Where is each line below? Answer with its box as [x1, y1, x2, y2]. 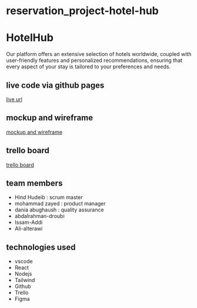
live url [6, 95, 22, 102]
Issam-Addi [14, 219, 43, 226]
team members [6, 178, 63, 188]
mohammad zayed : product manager [14, 200, 106, 207]
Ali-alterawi [14, 225, 43, 232]
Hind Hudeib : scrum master [14, 194, 84, 201]
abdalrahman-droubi [14, 213, 65, 220]
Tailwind [14, 277, 35, 284]
